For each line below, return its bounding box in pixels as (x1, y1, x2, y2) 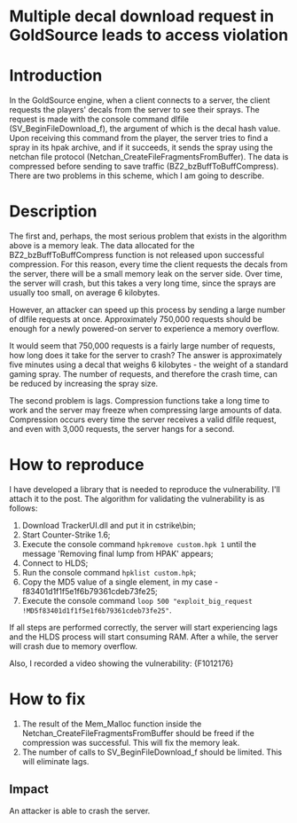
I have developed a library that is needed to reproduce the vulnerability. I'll (9, 484, 281, 494)
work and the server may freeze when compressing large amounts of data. (9, 405, 282, 416)
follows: (9, 503, 38, 513)
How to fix (9, 689, 86, 709)
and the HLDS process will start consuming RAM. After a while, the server (9, 631, 279, 642)
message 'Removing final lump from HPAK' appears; (21, 548, 215, 559)
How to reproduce (9, 455, 145, 475)
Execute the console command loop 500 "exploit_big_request (21, 596, 253, 606)
